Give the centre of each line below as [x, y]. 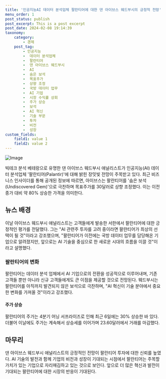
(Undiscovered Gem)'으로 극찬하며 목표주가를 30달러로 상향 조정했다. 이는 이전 [83, 187]
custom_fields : [21, 135]
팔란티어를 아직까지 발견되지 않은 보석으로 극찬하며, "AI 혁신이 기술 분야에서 [78, 286]
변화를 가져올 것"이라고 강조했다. [42, 292]
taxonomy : [15, 33]
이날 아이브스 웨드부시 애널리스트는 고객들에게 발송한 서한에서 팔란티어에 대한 [80, 223]
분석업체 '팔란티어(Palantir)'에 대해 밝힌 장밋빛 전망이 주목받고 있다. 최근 [80, 174]
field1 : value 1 [31, 139]
